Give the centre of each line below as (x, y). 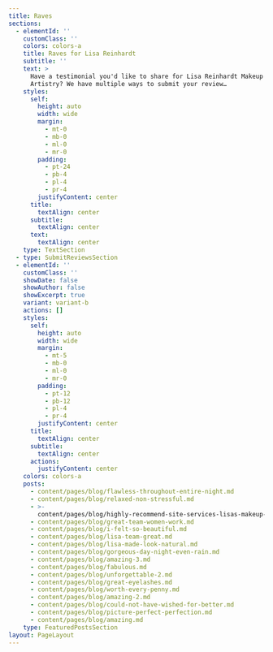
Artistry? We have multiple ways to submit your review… (128, 84)
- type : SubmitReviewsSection (67, 257)
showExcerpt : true (54, 296)
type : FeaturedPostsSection (70, 627)
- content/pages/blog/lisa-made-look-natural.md (114, 545)
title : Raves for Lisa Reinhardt (80, 54)
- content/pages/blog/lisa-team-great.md (101, 537)
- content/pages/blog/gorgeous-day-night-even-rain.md (125, 552)
